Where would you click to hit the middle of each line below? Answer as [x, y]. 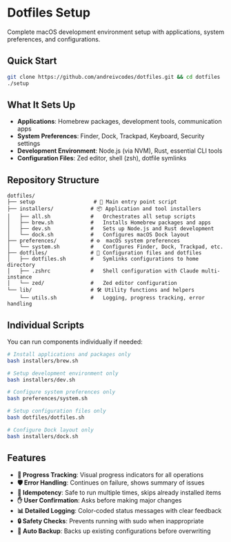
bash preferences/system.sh [48, 399]
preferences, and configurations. [54, 39]
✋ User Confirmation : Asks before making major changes [99, 500]
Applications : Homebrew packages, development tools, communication [119, 122]
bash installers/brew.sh [43, 361]
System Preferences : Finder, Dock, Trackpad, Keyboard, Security [111, 136]
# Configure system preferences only [61, 392]
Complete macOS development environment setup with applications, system [116, 32]
